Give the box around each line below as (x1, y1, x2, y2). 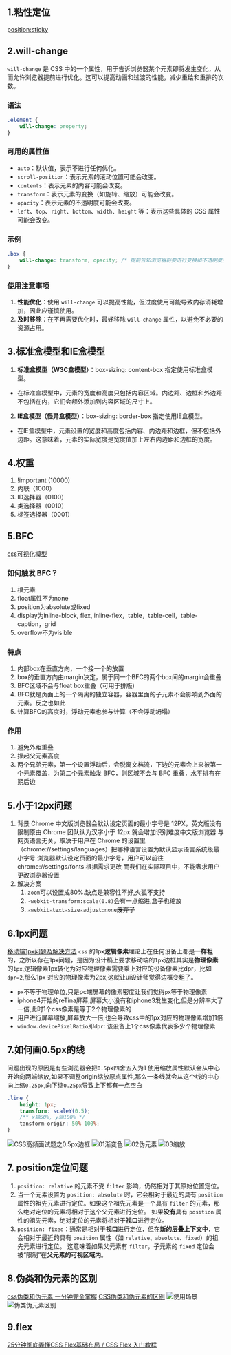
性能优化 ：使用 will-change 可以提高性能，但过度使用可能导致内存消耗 (16, 298, 218, 307)
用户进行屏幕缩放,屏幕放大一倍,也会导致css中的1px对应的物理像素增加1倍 (16, 1013, 223, 1022)
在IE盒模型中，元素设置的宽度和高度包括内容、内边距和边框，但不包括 (16, 426, 215, 435)
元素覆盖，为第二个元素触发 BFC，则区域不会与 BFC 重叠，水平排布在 (23, 769, 221, 777)
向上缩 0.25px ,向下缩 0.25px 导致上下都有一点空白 (7, 1081, 142, 1089)
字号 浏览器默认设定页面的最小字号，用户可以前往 (23, 854, 164, 862)
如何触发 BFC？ (7, 568, 58, 578)
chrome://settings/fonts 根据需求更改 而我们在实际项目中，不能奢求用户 (16, 862, 220, 871)
